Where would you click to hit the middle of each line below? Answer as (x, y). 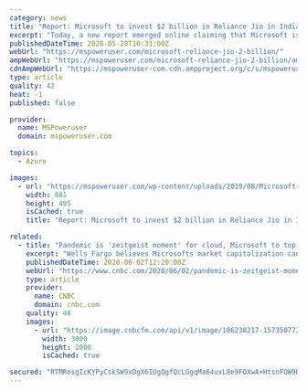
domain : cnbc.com (67, 305)
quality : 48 (48, 313)
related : (26, 237)
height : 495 (48, 203)
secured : (26, 372)
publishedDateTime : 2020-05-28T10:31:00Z (90, 43)
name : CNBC (54, 296)
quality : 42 (32, 86)
